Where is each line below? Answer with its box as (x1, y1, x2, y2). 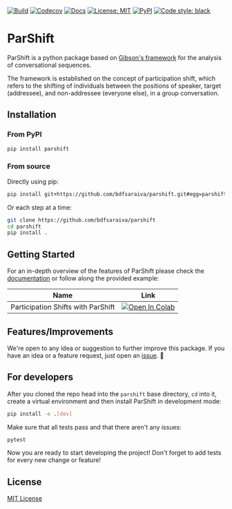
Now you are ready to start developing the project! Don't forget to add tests (7, 449, 222, 457)
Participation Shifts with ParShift (10, 302, 115, 312)
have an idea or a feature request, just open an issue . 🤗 (7, 351, 164, 359)
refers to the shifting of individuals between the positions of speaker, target (7, 81, 222, 90)
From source (7, 162, 50, 171)
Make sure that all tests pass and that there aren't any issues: (7, 423, 182, 431)
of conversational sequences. (7, 61, 92, 69)
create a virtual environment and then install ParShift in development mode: (7, 397, 222, 405)
